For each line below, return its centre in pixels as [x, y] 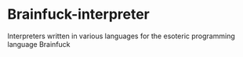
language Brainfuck [39, 44]
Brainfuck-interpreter [78, 14]
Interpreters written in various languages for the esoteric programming [121, 36]
